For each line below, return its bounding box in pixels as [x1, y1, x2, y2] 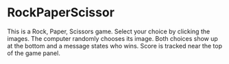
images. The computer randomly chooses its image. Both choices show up [7, 34, 218, 42]
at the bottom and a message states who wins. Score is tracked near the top [7, 42, 223, 50]
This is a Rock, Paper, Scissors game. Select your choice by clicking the [7, 27, 210, 35]
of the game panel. [7, 49, 60, 57]
